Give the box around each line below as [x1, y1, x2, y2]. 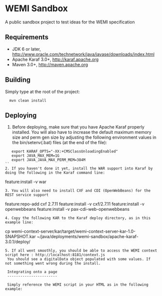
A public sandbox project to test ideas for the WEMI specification [5, 19, 135, 25]
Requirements [5, 33, 49, 41]
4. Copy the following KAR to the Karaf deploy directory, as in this [5, 216, 151, 221]
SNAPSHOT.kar [5, 234, 36, 240]
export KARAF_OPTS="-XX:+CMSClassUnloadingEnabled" [11, 149, 118, 154]
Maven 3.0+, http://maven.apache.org [12, 61, 88, 67]
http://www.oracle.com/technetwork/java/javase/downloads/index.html [12, 51, 155, 57]
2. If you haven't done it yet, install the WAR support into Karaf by [5, 166, 153, 171]
